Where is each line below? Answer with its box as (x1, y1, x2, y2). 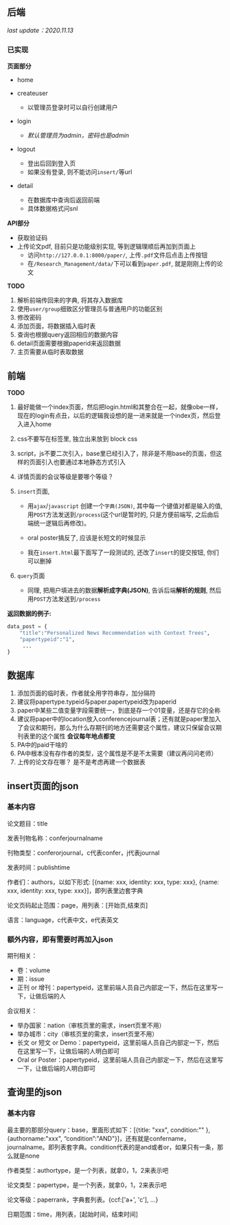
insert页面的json (7, 780, 79, 792)
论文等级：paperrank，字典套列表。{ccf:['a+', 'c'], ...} (7, 1195, 159, 1204)
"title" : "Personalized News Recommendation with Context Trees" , (19, 629, 211, 636)
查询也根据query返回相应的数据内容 (16, 331, 119, 339)
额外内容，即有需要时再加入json (7, 934, 113, 944)
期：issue (16, 975, 45, 983)
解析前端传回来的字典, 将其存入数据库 (16, 296, 124, 304)
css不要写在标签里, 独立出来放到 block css (16, 434, 138, 443)
